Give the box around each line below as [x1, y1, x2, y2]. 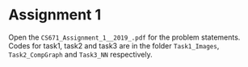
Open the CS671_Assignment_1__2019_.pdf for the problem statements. [8, 32, 241, 42]
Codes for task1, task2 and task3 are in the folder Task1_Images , [8, 40, 220, 50]
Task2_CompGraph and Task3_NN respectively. [8, 49, 153, 59]
